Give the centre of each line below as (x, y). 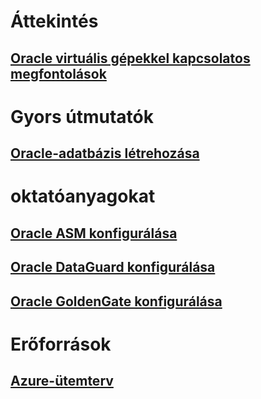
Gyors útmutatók (82, 116)
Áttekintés (54, 21)
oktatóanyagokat (83, 196)
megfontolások (58, 73)
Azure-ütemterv (62, 381)
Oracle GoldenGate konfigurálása (116, 301)
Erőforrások (61, 344)
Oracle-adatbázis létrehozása (105, 153)
